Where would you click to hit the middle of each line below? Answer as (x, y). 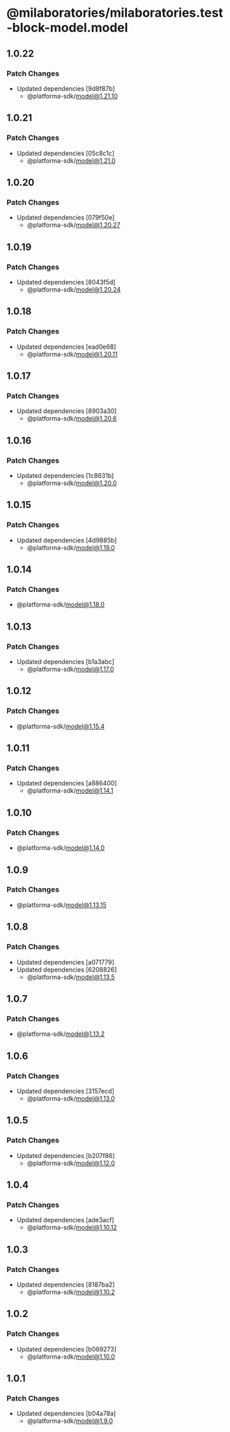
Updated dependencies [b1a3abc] (65, 662)
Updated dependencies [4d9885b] (67, 540)
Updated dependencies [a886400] (67, 783)
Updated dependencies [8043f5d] (66, 282)
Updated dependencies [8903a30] (67, 411)
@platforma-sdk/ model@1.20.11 (72, 354)
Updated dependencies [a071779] (65, 962)
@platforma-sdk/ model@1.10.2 (71, 1292)
